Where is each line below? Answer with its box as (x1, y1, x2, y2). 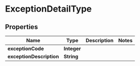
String (63, 53, 78, 60)
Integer (63, 45, 81, 52)
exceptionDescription (7, 53, 59, 60)
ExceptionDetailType (5, 3, 92, 15)
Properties (5, 23, 38, 31)
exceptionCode (7, 45, 44, 52)
